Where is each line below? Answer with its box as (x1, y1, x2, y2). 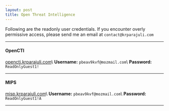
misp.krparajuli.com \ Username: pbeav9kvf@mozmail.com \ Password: (5, 90, 146, 96)
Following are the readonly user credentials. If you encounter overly (5, 26, 146, 32)
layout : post (5, 7, 33, 13)
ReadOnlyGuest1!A (5, 96, 42, 101)
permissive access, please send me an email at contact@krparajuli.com (5, 31, 154, 37)
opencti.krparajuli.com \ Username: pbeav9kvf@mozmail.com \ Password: (5, 59, 152, 65)
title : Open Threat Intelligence (5, 12, 75, 17)
